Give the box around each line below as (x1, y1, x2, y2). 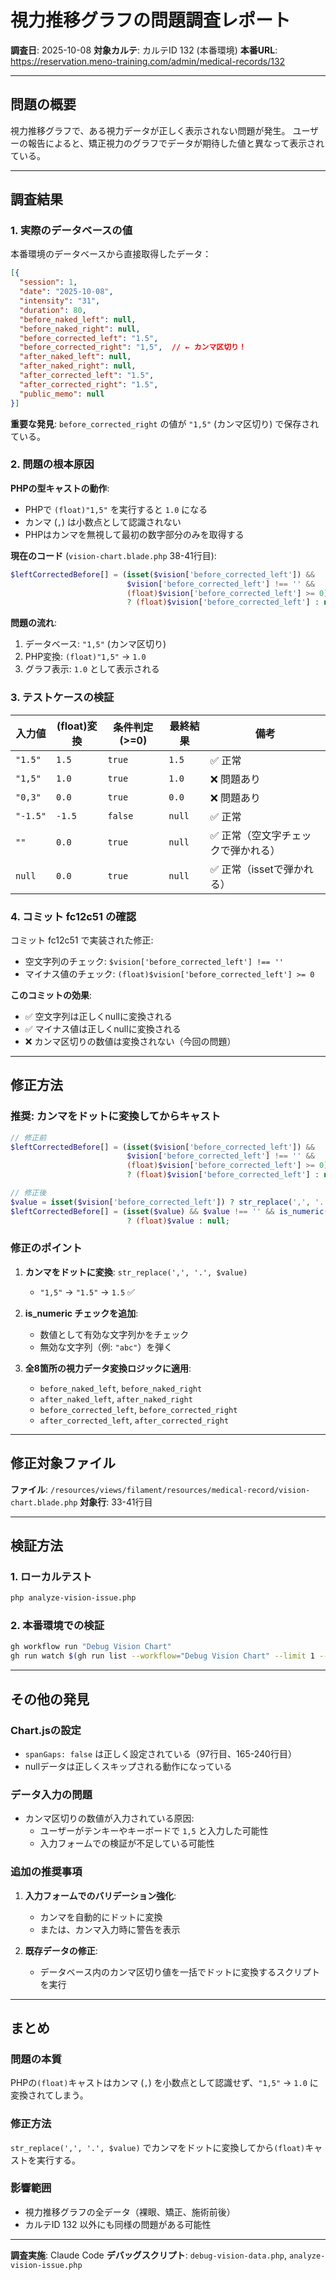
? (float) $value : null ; (126, 1216, 230, 1226)
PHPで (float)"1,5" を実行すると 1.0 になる (24, 503, 208, 515)
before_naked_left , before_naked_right (39, 1382, 203, 1394)
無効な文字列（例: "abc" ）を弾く (39, 1341, 173, 1353)
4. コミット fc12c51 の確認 (10, 909, 137, 923)
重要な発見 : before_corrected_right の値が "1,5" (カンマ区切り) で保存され (10, 417, 320, 430)
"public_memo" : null (19, 389, 105, 399)
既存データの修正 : (24, 1944, 98, 1956)
